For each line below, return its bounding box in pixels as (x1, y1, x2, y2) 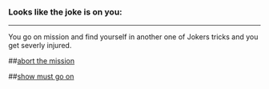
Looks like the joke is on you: (8, 6, 122, 18)
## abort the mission (8, 56, 75, 66)
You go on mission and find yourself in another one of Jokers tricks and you (8, 32, 259, 42)
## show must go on (8, 71, 74, 82)
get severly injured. (8, 41, 72, 51)
